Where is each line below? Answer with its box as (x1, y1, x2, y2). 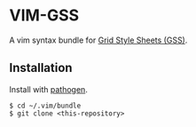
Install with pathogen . (9, 83, 89, 94)
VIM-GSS (9, 5, 80, 26)
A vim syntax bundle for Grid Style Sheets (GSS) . (9, 35, 188, 45)
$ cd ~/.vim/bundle (9, 101, 82, 110)
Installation (9, 60, 73, 75)
